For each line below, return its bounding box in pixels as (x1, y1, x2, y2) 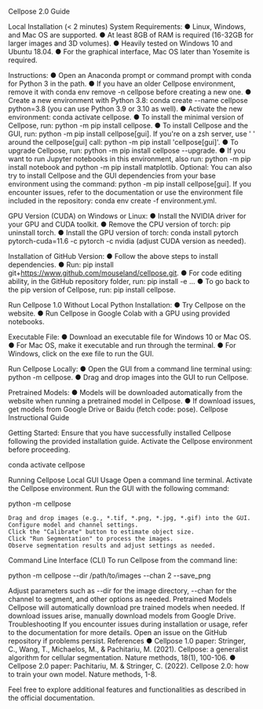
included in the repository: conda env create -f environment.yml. (8, 196, 217, 205)
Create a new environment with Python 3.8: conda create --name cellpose (8, 96, 249, 105)
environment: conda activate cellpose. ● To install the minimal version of (8, 113, 244, 121)
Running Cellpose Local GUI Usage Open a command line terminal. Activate (8, 475, 253, 485)
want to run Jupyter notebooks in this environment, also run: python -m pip (8, 154, 251, 164)
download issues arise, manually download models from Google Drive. (8, 611, 236, 620)
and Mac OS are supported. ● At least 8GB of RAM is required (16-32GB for (8, 31, 254, 39)
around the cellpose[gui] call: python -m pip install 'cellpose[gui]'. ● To (8, 138, 239, 146)
